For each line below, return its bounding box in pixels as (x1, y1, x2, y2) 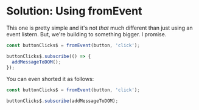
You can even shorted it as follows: (6, 76, 94, 83)
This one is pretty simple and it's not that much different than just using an (6, 24, 193, 31)
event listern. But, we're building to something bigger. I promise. (6, 30, 167, 37)
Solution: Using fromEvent (6, 4, 142, 18)
